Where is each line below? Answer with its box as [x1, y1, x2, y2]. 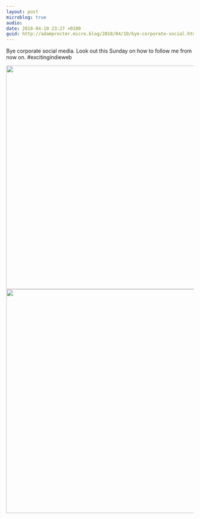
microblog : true [6, 14, 46, 20]
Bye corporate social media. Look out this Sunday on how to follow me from [6, 47, 192, 54]
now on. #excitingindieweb [6, 54, 73, 61]
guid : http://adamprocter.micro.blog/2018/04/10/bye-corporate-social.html [6, 31, 198, 37]
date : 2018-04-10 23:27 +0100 [6, 25, 82, 32]
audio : [6, 20, 23, 26]
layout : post [6, 8, 39, 15]
